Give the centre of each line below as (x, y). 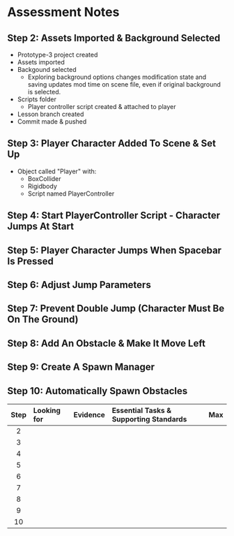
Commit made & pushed (52, 122)
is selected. (44, 92)
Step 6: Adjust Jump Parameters (79, 285)
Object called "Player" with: (57, 171)
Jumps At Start (41, 227)
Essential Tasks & (142, 410)
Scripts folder (37, 99)
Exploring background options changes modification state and (117, 77)
